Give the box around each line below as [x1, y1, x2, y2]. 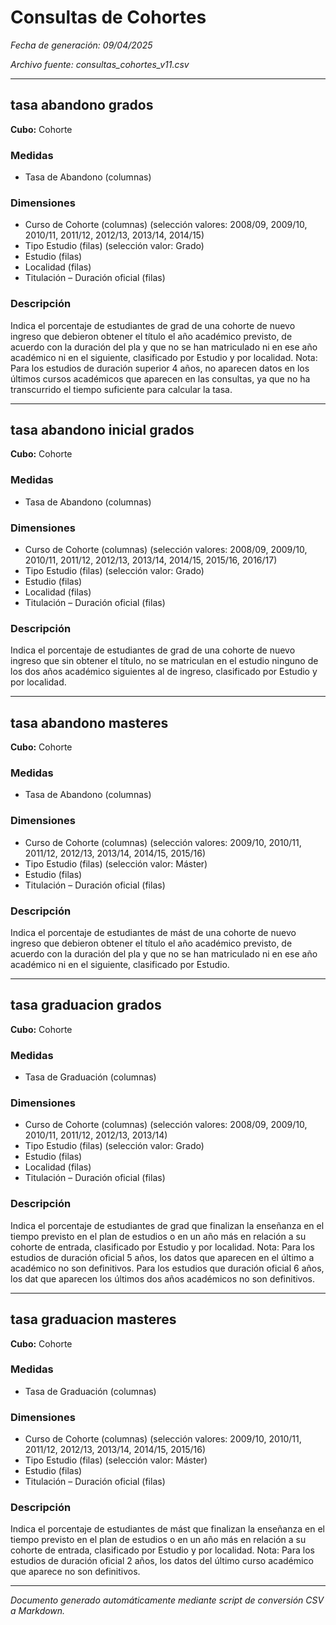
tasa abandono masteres [10, 714, 169, 731]
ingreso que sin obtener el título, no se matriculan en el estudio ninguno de [10, 655, 319, 667]
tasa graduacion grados [10, 997, 162, 1014]
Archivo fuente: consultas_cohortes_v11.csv [10, 58, 190, 70]
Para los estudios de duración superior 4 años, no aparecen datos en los [10, 362, 310, 374]
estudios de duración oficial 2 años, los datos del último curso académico [10, 1555, 314, 1567]
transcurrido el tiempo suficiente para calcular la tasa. [10, 383, 233, 395]
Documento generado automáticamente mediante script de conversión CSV [10, 1594, 325, 1606]
